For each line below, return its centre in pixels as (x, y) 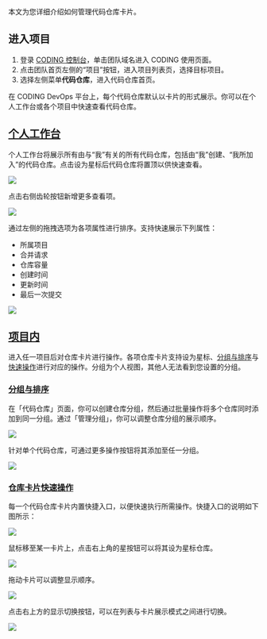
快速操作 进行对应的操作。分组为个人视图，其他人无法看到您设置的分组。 (126, 367)
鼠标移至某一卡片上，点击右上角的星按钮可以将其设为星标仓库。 (112, 548)
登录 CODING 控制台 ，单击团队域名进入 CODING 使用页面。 (118, 60)
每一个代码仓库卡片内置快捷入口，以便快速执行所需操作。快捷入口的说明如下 (133, 506)
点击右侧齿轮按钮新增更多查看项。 (64, 196)
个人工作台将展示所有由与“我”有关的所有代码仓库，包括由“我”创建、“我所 (127, 154)
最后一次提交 (41, 294)
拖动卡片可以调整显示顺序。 (54, 580)
